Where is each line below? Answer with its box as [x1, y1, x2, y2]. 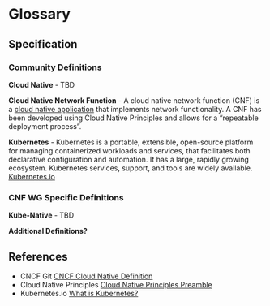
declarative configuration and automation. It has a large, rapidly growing [8, 154, 250, 164]
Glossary [8, 5, 71, 24]
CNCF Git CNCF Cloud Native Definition [19, 271, 153, 281]
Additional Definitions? [8, 226, 88, 236]
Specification [8, 37, 78, 51]
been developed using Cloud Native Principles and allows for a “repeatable [8, 113, 259, 123]
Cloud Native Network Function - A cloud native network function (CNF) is [8, 95, 260, 106]
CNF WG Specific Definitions [8, 192, 124, 203]
